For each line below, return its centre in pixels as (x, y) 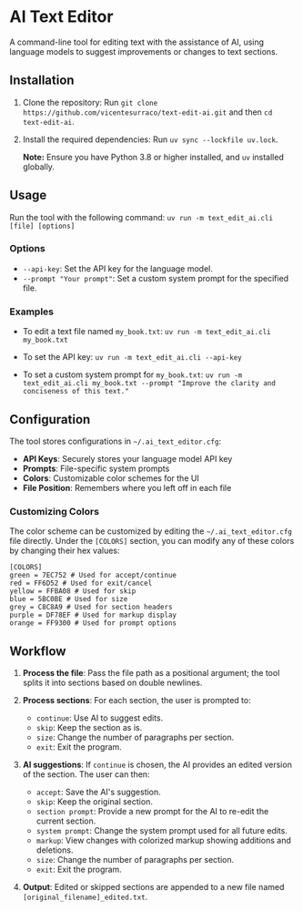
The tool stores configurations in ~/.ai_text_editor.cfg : (115, 441)
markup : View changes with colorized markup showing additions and (163, 841)
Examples (32, 312)
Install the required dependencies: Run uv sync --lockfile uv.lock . (150, 139)
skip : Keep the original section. (94, 802)
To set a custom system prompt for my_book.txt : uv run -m (132, 374)
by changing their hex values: (65, 551)
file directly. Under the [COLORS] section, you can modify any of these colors (152, 541)
